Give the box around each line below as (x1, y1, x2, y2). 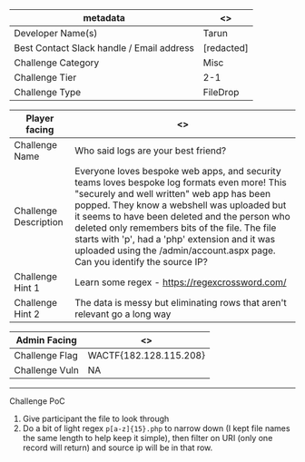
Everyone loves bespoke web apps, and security (74, 165, 281, 177)
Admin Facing (15, 334, 77, 346)
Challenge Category (14, 56, 100, 69)
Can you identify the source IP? (74, 256, 209, 268)
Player (25, 113, 54, 124)
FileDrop (202, 86, 240, 98)
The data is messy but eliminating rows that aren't (74, 297, 288, 309)
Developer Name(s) (14, 27, 98, 39)
